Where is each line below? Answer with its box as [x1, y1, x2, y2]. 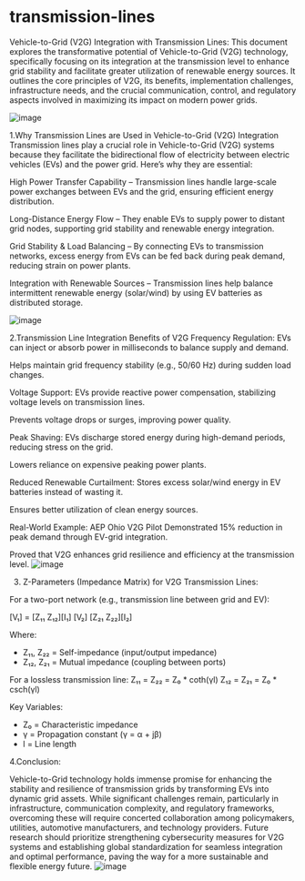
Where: [9, 629, 37, 640]
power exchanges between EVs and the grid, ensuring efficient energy [9, 186, 274, 197]
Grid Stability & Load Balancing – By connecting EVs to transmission [9, 240, 264, 251]
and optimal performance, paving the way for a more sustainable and [9, 851, 269, 862]
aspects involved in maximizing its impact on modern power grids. [9, 94, 258, 106]
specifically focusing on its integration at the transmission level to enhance [9, 56, 290, 66]
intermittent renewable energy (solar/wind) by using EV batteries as [9, 287, 263, 298]
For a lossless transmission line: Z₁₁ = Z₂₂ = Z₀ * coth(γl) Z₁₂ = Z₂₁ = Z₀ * [9, 673, 278, 684]
